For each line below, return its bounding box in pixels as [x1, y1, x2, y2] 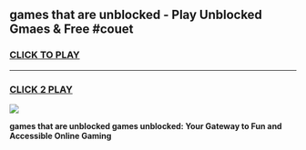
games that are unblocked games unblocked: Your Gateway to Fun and [9, 120, 282, 131]
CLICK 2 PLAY [9, 83, 73, 95]
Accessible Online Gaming [9, 130, 112, 141]
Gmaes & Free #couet [9, 22, 134, 37]
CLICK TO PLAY [9, 49, 80, 62]
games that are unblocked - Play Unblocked [9, 7, 262, 23]
